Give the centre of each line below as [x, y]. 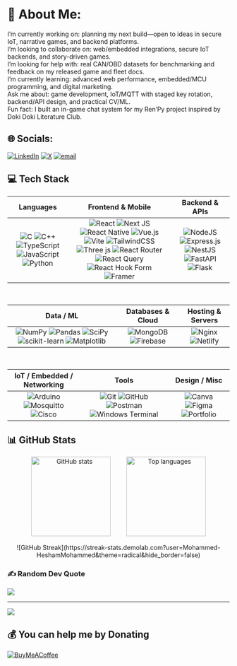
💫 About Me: [44, 14]
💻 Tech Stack [38, 179]
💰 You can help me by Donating [78, 635]
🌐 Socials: [30, 139]
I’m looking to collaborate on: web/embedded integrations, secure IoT [108, 49]
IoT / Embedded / [43, 375]
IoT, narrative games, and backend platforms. [73, 41]
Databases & [148, 311]
